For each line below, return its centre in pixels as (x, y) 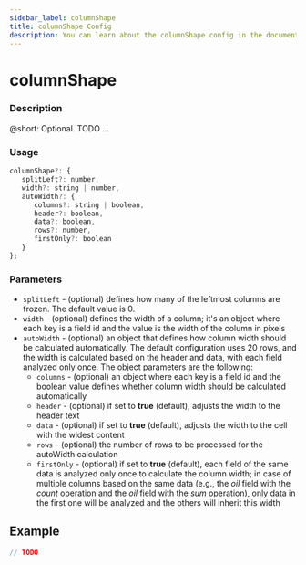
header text (58, 415)
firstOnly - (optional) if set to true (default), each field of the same (162, 464)
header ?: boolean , (68, 214)
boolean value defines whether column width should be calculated (161, 387)
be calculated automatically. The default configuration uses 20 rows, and (159, 348)
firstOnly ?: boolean (72, 239)
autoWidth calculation (77, 455)
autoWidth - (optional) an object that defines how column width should (154, 338)
